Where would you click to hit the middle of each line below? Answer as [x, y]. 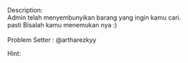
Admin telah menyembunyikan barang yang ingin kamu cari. [94, 17]
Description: [25, 10]
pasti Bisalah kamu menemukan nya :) [62, 25]
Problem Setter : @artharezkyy [52, 40]
